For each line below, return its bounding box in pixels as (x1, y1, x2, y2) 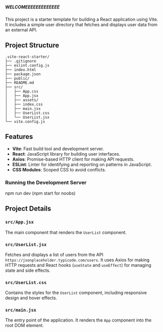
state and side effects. (5, 267, 51, 273)
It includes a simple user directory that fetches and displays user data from (5, 21, 158, 27)
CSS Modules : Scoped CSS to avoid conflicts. (12, 166, 106, 172)
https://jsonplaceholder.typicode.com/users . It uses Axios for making (5, 257, 150, 263)
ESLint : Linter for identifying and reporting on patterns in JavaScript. (12, 161, 152, 167)
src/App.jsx (5, 219, 34, 225)
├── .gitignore (5, 58, 37, 64)
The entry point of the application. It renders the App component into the (5, 317, 152, 323)
